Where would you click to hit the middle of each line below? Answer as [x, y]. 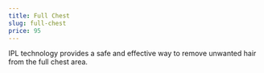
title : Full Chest [39, 16]
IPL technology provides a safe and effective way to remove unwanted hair [132, 54]
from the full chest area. [48, 62]
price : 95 [25, 30]
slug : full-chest [37, 23]
